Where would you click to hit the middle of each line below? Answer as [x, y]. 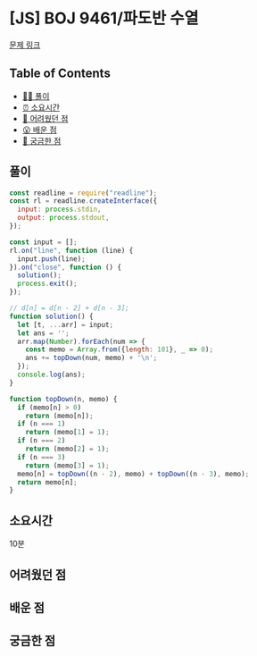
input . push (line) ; [52, 259]
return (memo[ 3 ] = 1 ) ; [67, 466]
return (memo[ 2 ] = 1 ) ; [67, 449]
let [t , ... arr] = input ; [66, 324]
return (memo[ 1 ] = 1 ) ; [67, 433]
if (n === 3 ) [41, 457]
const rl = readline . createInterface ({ [83, 201]
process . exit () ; [47, 284]
